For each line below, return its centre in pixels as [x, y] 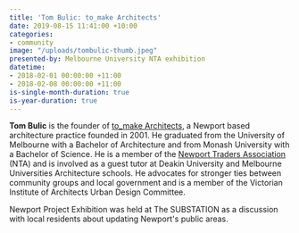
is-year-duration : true [54, 100]
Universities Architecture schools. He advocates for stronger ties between [145, 173]
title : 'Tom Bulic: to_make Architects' [86, 17]
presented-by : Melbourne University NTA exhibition [107, 59]
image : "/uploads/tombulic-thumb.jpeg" [83, 51]
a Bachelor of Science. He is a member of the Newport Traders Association [148, 154]
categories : [31, 34]
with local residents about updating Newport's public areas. [119, 219]
